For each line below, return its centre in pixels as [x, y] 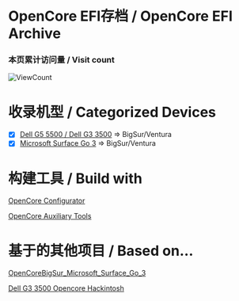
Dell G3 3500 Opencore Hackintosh [66, 288]
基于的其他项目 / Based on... [101, 251]
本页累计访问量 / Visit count [61, 60]
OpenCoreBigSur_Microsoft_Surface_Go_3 [77, 273]
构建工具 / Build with [75, 178]
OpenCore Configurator [47, 201]
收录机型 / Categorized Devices [112, 112]
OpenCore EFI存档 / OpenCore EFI [121, 16]
